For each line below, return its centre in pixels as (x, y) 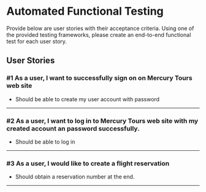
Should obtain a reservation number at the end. (75, 177)
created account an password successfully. (73, 128)
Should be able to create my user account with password (87, 99)
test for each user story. (37, 41)
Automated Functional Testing (85, 11)
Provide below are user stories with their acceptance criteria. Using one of (100, 28)
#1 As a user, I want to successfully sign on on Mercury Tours (99, 78)
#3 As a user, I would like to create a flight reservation (88, 163)
